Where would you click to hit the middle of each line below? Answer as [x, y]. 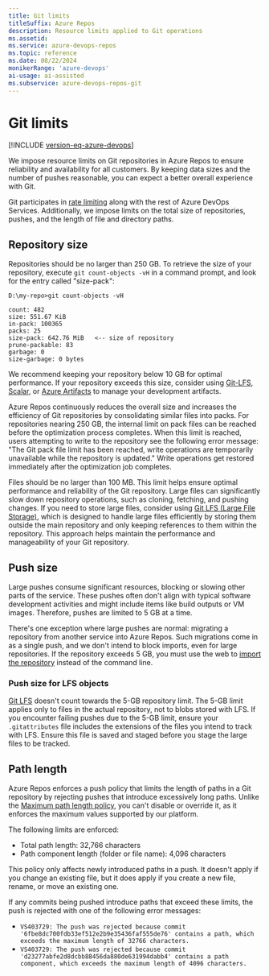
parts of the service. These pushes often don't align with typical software [130, 596]
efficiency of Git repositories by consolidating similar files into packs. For [128, 416]
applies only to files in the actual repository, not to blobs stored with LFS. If [132, 709]
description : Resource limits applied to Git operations [106, 31]
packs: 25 [25, 331]
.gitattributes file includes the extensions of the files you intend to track [130, 726]
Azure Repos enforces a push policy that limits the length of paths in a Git [130, 788]
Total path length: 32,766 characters [80, 846]
